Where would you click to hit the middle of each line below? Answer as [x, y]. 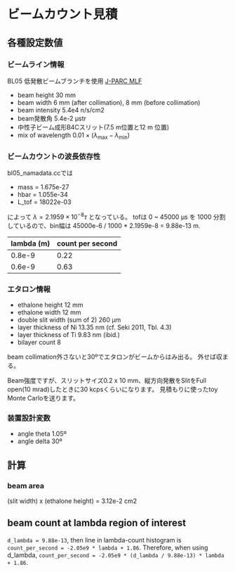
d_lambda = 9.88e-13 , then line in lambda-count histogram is [94, 540]
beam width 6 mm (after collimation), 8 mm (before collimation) [109, 102]
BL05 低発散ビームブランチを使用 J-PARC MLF [75, 81]
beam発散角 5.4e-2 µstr [52, 118]
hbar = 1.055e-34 [43, 194]
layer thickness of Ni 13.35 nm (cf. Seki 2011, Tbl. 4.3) [94, 327]
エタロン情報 [29, 289]
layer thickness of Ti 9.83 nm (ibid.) [69, 334]
